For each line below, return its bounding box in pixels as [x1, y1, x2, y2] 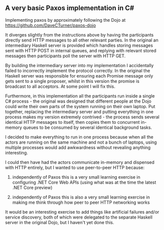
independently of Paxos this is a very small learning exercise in [12, 174, 141, 180]
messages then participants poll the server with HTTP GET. [5, 53, 126, 59]
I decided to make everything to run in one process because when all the [5, 134, 154, 140]
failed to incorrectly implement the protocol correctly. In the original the [5, 68, 151, 74]
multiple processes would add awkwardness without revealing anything [5, 144, 151, 150]
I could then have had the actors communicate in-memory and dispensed [5, 159, 155, 165]
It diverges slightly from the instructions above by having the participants [5, 32, 154, 38]
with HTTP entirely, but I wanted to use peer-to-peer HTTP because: [5, 164, 145, 170]
